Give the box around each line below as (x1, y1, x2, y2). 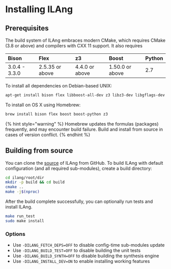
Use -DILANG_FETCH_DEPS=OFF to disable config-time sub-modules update (12, 242, 165, 248)
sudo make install (5, 218, 44, 223)
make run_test (5, 214, 36, 219)
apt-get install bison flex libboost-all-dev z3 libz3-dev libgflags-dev (5, 93, 165, 98)
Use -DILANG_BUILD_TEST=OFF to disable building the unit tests (12, 248, 141, 254)
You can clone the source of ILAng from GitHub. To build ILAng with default (5, 160, 163, 166)
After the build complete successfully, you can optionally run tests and (5, 198, 153, 204)
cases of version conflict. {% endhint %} (5, 131, 91, 138)
